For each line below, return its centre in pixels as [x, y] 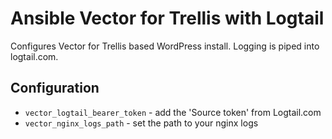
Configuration [55, 88]
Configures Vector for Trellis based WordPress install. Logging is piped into [165, 46]
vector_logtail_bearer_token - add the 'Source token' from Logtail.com [173, 112]
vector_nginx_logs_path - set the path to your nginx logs [141, 123]
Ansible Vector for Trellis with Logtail [167, 18]
